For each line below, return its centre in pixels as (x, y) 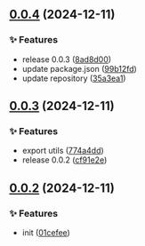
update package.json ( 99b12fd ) (80, 68)
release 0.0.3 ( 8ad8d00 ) (67, 59)
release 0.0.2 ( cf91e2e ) (64, 160)
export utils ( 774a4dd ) (63, 151)
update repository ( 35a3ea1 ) (74, 78)
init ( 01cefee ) (46, 233)
